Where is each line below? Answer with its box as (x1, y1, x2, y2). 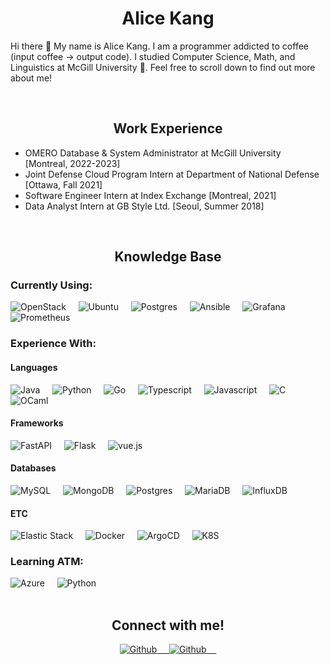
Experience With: (10, 337, 97, 351)
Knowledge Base (114, 248, 222, 266)
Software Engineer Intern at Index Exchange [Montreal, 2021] (24, 189, 277, 201)
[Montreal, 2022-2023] (24, 157, 121, 169)
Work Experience (113, 120, 223, 137)
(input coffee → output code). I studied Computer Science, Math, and (10, 50, 296, 62)
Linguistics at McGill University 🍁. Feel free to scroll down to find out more (10, 61, 316, 73)
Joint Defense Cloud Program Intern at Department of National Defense (24, 168, 320, 180)
